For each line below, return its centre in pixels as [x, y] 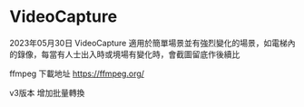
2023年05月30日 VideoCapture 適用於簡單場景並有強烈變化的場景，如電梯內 [152, 43]
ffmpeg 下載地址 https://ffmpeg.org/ [77, 73]
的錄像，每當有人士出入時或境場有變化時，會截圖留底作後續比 [125, 54]
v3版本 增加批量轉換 [47, 92]
